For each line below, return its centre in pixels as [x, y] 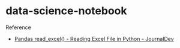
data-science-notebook [66, 11]
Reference [18, 27]
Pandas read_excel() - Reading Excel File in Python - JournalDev [94, 39]
